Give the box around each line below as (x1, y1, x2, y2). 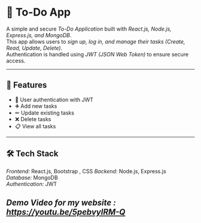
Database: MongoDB (6, 174, 58, 181)
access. (6, 57, 26, 64)
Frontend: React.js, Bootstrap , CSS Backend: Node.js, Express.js (6, 167, 166, 174)
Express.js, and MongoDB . (6, 31, 72, 38)
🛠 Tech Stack (6, 149, 59, 159)
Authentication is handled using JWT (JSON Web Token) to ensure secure (6, 50, 189, 58)
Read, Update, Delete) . (6, 44, 63, 52)
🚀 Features (6, 80, 47, 91)
